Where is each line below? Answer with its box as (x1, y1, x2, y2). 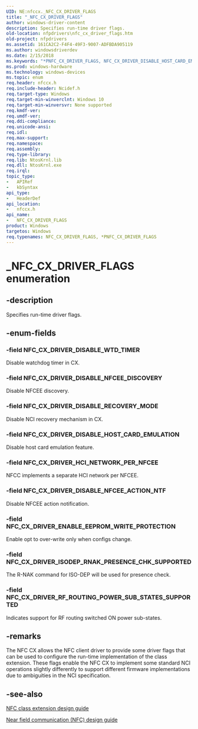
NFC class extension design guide (6, 705, 90, 712)
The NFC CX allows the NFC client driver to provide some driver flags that (6, 647, 186, 654)
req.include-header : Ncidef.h (6, 86, 81, 92)
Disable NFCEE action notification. (6, 500, 90, 507)
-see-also (6, 689, 43, 699)
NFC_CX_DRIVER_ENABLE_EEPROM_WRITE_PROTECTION (6, 522, 176, 531)
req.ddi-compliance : (6, 119, 57, 125)
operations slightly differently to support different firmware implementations (6, 666, 190, 673)
